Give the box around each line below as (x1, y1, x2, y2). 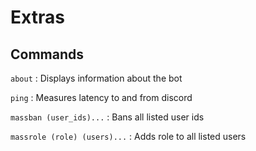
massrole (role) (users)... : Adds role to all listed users (10, 131, 247, 142)
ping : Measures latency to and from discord (10, 92, 193, 103)
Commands (10, 46, 85, 63)
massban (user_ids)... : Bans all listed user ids (10, 111, 205, 123)
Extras (10, 6, 65, 29)
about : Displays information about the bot (10, 72, 183, 84)
